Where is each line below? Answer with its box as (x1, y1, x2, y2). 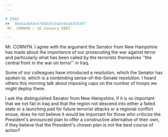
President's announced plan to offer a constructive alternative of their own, (5, 116, 160, 123)
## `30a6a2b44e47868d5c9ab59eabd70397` (5, 21, 88, 26)
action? (5, 127, 20, 133)
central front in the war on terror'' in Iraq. (5, 60, 89, 66)
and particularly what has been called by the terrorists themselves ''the (5, 55, 152, 61)
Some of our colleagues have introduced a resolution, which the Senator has (5, 70, 163, 76)
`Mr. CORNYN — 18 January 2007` (5, 26, 72, 31)
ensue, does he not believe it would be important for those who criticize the (5, 111, 161, 117)
